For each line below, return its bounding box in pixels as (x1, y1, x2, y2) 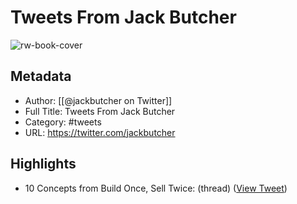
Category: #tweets (24, 116, 102, 128)
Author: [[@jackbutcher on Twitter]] (24, 94, 173, 106)
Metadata (10, 68, 72, 85)
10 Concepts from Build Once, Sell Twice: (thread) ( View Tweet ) (24, 182, 288, 194)
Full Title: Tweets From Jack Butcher (24, 105, 176, 117)
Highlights (10, 156, 77, 173)
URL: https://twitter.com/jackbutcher (24, 126, 176, 138)
